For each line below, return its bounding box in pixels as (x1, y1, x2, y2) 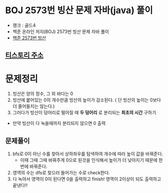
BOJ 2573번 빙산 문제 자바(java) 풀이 (5, 5, 153, 16)
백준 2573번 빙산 (12, 35, 46, 41)
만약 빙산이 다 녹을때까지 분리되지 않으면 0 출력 (12, 120, 106, 126)
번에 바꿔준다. (20, 163, 47, 169)
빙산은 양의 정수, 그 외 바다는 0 (12, 91, 73, 97)
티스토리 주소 (5, 51, 44, 59)
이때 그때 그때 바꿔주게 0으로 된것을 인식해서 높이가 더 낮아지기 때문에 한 (20, 157, 163, 163)
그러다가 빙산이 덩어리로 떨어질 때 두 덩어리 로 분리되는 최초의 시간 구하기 (12, 109, 156, 116)
